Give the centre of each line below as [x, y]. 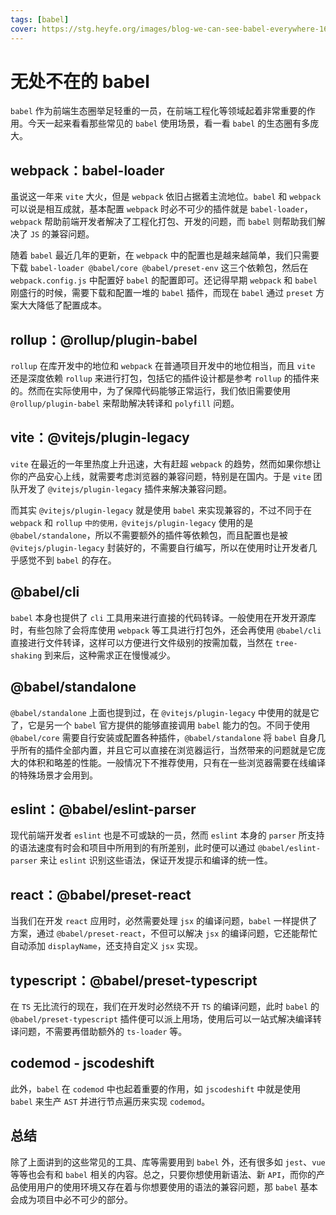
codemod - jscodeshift [82, 1063]
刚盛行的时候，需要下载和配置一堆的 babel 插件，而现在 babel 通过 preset [162, 293]
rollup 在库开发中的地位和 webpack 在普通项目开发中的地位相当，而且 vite [163, 366]
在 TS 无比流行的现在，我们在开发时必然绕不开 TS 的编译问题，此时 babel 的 [165, 1006]
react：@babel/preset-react [101, 894]
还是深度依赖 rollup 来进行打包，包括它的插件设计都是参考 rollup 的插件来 [165, 378]
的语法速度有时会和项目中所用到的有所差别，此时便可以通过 [133, 848]
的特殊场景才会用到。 [54, 775]
